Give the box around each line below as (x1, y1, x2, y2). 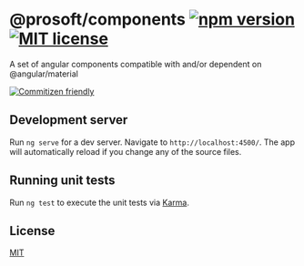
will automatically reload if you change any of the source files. (9, 146, 242, 157)
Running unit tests (9, 173, 116, 189)
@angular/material (9, 68, 79, 79)
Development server (9, 112, 128, 128)
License (9, 223, 56, 239)
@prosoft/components (9, 9, 187, 30)
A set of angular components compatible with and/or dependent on (9, 58, 262, 69)
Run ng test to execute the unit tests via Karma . (9, 197, 189, 208)
